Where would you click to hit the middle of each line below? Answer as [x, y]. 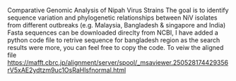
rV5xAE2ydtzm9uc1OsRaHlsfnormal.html [67, 70]
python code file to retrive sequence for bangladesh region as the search [114, 40]
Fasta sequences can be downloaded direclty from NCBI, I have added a [113, 32]
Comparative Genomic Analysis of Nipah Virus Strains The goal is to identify [118, 10]
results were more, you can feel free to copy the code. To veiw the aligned [116, 48]
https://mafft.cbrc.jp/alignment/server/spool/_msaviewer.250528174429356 [118, 62]
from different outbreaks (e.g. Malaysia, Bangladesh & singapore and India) [117, 25]
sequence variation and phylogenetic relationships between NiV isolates [112, 18]
